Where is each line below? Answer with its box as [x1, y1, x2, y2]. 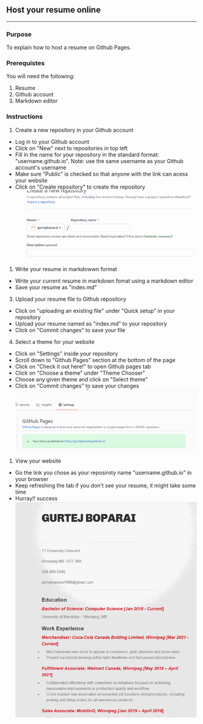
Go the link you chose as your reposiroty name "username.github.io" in [14, 469, 192, 477]
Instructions [6, 112, 43, 121]
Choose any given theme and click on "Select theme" [14, 376, 148, 383]
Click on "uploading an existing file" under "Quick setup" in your [14, 307, 175, 315]
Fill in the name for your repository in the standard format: [14, 151, 159, 158]
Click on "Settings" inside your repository [14, 350, 118, 357]
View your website [14, 457, 62, 464]
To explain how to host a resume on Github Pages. [6, 44, 132, 51]
